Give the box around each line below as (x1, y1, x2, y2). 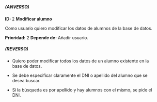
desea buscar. (12, 77, 41, 83)
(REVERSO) (5, 46, 29, 52)
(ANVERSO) (5, 4, 30, 10)
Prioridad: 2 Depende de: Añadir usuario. (5, 34, 89, 41)
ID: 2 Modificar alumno (5, 16, 52, 22)
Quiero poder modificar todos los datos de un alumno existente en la (12, 58, 149, 64)
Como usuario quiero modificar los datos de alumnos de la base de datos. (5, 25, 153, 31)
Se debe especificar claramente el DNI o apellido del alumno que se (12, 73, 148, 78)
